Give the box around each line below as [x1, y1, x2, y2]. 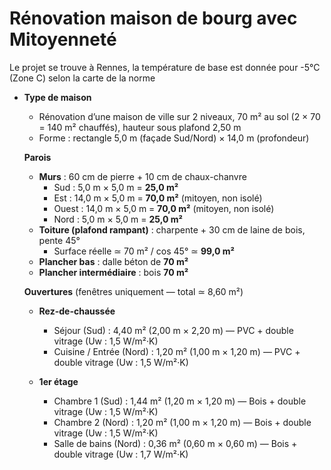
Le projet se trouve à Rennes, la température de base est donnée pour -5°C [9, 61, 321, 73]
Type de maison [23, 91, 92, 103]
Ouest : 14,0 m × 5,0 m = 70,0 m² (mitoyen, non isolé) [53, 202, 275, 214]
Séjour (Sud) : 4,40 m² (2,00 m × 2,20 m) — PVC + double [53, 324, 294, 336]
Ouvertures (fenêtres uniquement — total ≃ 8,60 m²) [23, 285, 244, 297]
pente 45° [38, 234, 81, 246]
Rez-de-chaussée [38, 305, 116, 317]
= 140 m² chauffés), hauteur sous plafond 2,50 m [38, 121, 242, 133]
